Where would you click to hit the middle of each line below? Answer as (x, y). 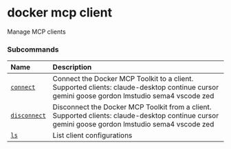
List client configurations (92, 135)
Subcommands (33, 49)
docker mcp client (59, 13)
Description (72, 67)
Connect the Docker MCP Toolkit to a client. (123, 79)
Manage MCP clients (37, 32)
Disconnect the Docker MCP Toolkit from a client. (132, 107)
